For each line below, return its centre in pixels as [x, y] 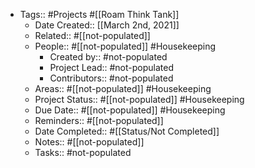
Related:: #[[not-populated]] [92, 35]
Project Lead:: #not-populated [112, 67]
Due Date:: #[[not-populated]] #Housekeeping [130, 110]
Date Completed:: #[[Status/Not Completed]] [127, 131]
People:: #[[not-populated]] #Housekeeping [125, 46]
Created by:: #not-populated [108, 57]
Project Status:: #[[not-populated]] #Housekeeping [139, 99]
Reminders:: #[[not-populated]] [99, 120]
